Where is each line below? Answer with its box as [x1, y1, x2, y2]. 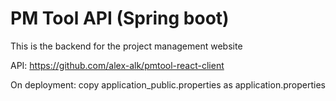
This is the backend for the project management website [10, 40, 243, 52]
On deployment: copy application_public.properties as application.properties [10, 78, 326, 91]
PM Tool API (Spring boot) [10, 7, 230, 30]
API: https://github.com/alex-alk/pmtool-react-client [10, 59, 225, 71]
